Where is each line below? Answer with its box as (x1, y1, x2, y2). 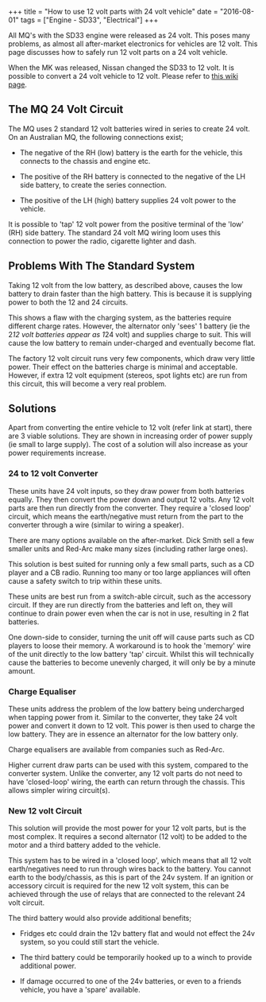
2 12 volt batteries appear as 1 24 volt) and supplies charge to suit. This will (8, 329, 252, 339)
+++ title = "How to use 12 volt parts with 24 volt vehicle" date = (8, 7, 218, 16)
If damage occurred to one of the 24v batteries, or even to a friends (19, 977, 242, 986)
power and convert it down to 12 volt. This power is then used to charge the (8, 721, 256, 731)
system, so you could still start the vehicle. (19, 938, 160, 947)
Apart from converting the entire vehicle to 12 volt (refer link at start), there (8, 423, 253, 433)
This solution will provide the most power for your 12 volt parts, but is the (8, 823, 247, 833)
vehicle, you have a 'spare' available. (19, 985, 141, 995)
